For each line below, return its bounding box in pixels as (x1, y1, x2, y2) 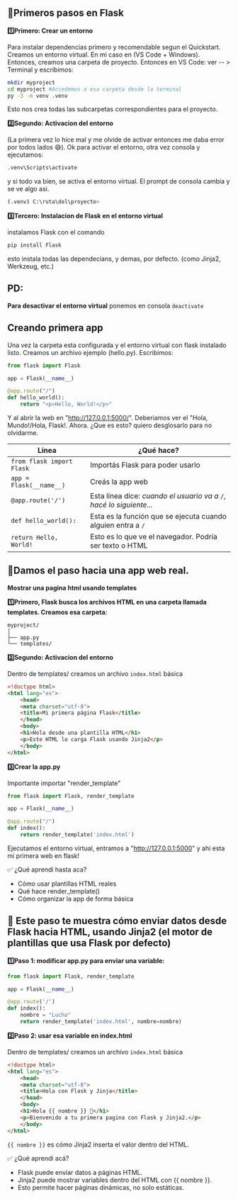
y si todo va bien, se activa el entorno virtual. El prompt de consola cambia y (7, 177, 230, 186)
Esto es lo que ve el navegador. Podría (89, 532, 217, 542)
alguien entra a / (89, 520, 145, 530)
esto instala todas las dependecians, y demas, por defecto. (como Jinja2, (7, 254, 221, 263)
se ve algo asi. (7, 185, 50, 193)
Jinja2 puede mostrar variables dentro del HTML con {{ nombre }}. (17, 1176, 212, 1184)
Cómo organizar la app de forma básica (17, 894, 134, 903)
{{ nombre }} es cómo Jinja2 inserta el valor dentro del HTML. (7, 1140, 190, 1149)
